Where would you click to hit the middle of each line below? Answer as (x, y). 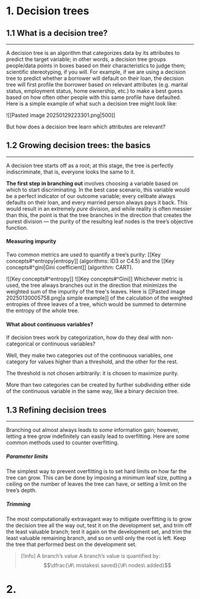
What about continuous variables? (50, 324)
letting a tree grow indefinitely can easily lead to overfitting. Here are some (98, 436)
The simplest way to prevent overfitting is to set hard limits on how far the (96, 471)
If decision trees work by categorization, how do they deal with (83, 338)
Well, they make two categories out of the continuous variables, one (90, 356)
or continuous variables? (65, 344)
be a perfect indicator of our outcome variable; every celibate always (91, 196)
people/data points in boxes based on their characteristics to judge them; (96, 66)
